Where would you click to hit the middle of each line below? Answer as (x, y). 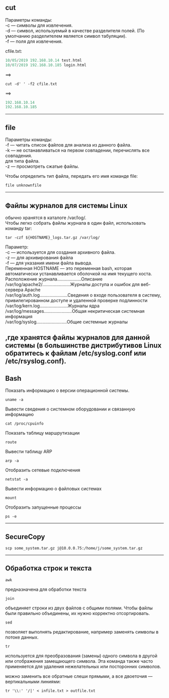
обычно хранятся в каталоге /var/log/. (46, 218)
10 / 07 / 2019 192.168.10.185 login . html (46, 65)
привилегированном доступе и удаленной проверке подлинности (76, 300)
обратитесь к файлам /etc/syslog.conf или (76, 353)
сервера (14, 290)
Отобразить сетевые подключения (43, 470)
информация (19, 316)
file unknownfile (23, 185)
